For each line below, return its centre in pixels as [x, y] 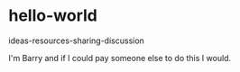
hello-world [53, 16]
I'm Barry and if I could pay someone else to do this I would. [120, 58]
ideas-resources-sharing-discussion [77, 40]
